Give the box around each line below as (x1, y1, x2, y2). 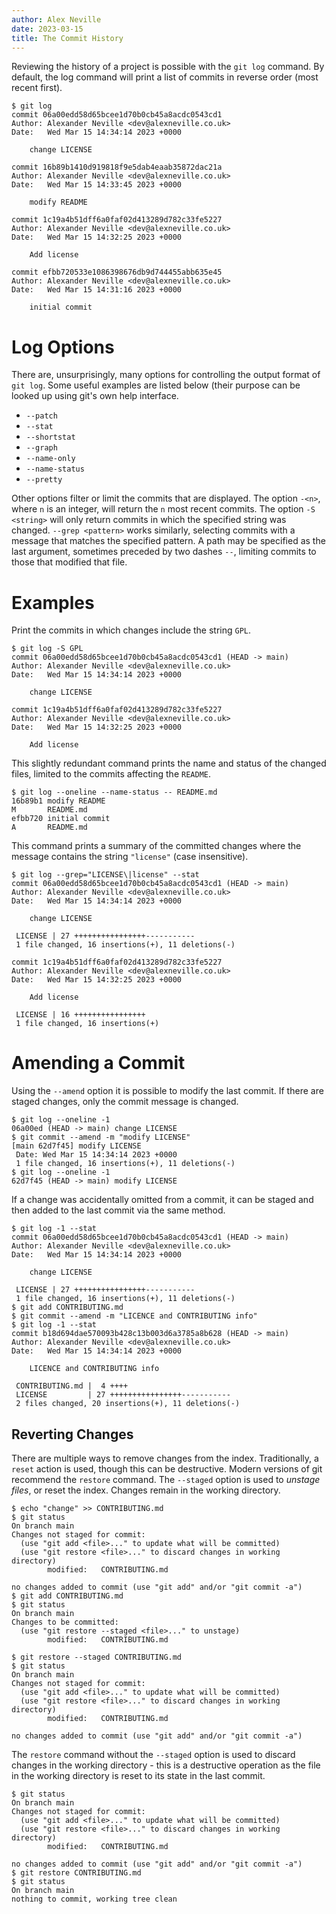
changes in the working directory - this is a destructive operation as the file (11, 1759, 321, 1771)
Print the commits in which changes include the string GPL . (11, 624, 252, 636)
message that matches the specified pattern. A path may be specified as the (11, 535, 326, 547)
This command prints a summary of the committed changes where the (11, 840, 302, 852)
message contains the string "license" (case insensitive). (11, 851, 249, 863)
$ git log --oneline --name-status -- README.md (11, 787, 218, 798)
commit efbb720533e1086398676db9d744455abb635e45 (11, 267, 223, 278)
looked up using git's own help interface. (11, 390, 179, 402)
